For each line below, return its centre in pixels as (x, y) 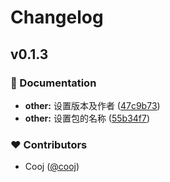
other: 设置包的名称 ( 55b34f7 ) (87, 118)
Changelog (57, 17)
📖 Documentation (53, 83)
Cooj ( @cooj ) (52, 167)
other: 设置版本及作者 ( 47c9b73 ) (92, 105)
